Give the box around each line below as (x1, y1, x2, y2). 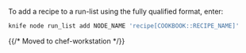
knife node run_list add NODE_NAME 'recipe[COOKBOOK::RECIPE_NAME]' (8, 22, 240, 30)
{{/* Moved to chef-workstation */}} (8, 36, 125, 46)
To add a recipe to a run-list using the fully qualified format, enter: (8, 7, 224, 16)
